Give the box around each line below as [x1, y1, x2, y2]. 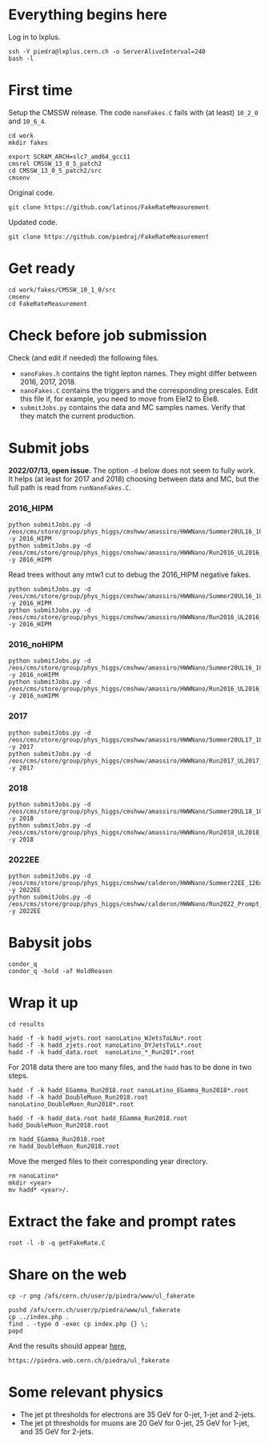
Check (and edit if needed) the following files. [8, 352, 159, 362]
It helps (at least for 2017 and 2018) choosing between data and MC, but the [8, 474, 259, 484]
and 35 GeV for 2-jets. [19, 1426, 94, 1436]
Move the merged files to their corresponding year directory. [8, 1156, 208, 1166]
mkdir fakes [8, 139, 48, 147]
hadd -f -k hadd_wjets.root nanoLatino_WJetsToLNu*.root [8, 1035, 203, 1043]
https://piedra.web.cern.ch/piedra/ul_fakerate [8, 1356, 171, 1365]
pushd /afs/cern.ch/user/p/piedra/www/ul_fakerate [8, 1305, 181, 1314]
